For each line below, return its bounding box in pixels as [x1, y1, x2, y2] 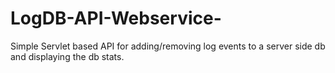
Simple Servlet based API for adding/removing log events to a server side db [10, 40, 326, 52]
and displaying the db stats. [10, 50, 125, 62]
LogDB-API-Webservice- [10, 7, 222, 30]
